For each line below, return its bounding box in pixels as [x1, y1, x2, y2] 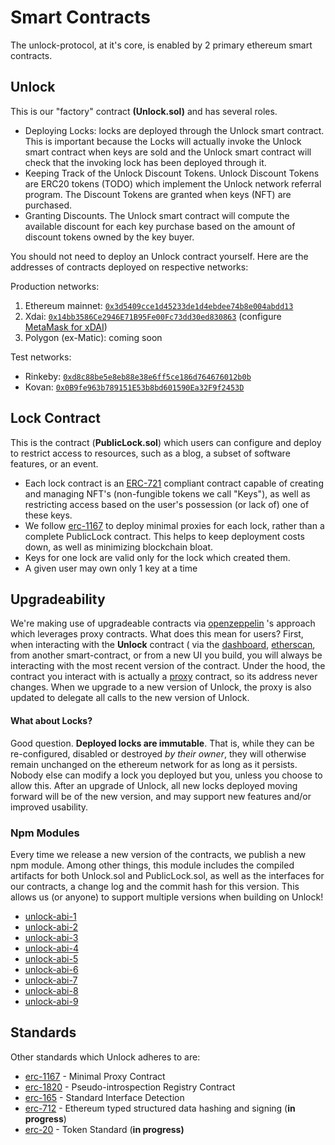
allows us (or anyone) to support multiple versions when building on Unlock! [10, 891, 324, 903]
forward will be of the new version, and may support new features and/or [10, 790, 312, 802]
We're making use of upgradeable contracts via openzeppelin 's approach [10, 617, 316, 630]
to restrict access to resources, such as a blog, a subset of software [10, 447, 291, 459]
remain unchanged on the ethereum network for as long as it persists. [10, 758, 298, 770]
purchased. [24, 199, 72, 211]
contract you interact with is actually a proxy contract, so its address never [10, 671, 318, 683]
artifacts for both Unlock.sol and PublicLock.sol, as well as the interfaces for [10, 869, 325, 881]
